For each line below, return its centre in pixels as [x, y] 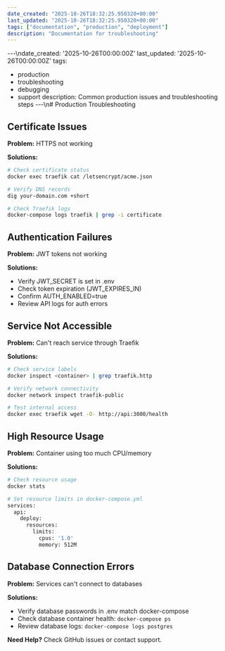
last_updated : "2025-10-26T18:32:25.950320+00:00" [83, 20]
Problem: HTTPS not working [50, 144]
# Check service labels [42, 369]
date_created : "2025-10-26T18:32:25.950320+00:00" [83, 14]
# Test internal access [42, 408]
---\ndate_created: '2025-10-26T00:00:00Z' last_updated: [91, 53]
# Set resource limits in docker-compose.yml [75, 499]
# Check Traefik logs [39, 208]
